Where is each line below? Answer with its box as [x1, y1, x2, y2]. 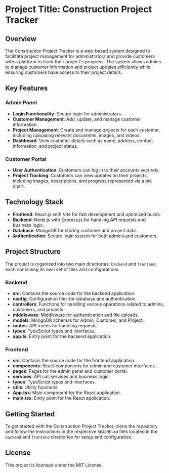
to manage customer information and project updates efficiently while [5, 64, 151, 70]
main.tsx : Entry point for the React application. [12, 395, 110, 401]
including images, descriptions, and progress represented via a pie [12, 178, 152, 184]
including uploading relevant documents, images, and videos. [12, 132, 141, 138]
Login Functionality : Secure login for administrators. [12, 110, 122, 117]
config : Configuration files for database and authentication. [12, 295, 137, 302]
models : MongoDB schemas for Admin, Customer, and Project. [12, 317, 144, 323]
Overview [5, 34, 37, 43]
